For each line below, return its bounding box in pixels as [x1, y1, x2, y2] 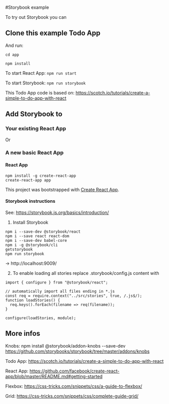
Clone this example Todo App [5, 29, 101, 38]
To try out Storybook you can [5, 14, 67, 20]
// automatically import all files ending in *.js [5, 289, 115, 294]
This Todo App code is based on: [5, 89, 75, 96]
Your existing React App [5, 125, 66, 132]
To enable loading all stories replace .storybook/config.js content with [12, 270, 159, 276]
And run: [5, 42, 24, 48]
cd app [5, 52, 19, 57]
